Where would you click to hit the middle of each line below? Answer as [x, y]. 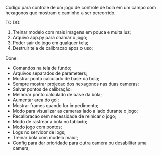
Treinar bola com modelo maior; [46, 138]
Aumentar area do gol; [36, 100]
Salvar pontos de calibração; [42, 89]
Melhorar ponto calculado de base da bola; [57, 95]
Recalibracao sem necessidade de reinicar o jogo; [64, 116]
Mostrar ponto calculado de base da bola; [56, 79]
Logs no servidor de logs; [39, 132]
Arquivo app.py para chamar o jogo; [50, 38]
